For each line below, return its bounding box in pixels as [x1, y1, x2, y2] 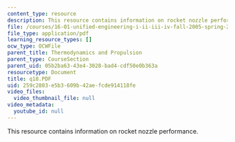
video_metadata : [7, 101, 55, 108]
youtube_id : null [13, 108, 64, 115]
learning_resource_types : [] [7, 36, 92, 43]
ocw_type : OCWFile [7, 43, 61, 50]
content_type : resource [7, 10, 77, 17]
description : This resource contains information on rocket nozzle [7, 17, 208, 24]
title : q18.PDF [7, 75, 52, 83]
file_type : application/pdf [7, 29, 90, 37]
